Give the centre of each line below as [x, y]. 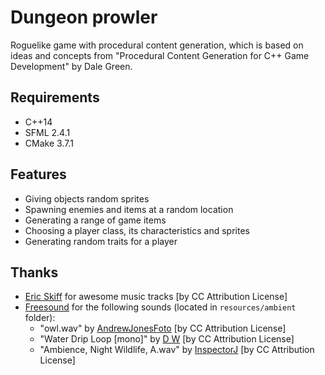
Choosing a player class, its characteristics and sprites [137, 230]
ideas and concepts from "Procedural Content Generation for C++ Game [160, 55]
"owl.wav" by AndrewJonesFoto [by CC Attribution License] [163, 328]
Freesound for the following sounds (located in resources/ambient [160, 307]
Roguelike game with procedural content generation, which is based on [157, 45]
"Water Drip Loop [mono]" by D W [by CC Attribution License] [167, 339]
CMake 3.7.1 [49, 143]
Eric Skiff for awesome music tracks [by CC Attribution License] [156, 297]
